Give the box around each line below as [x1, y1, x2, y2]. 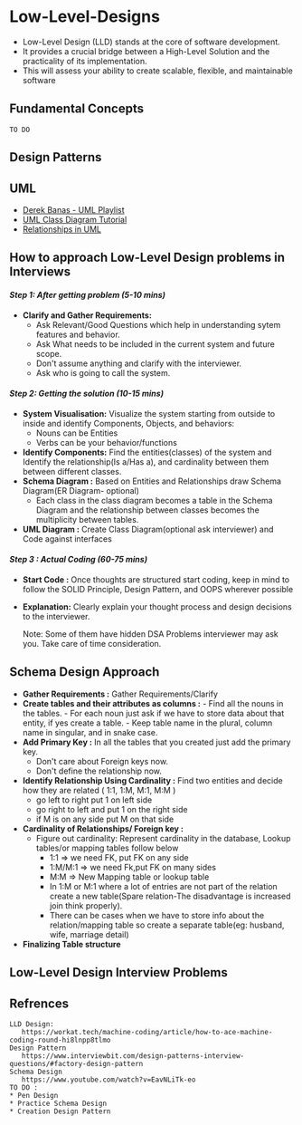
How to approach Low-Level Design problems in [9, 250, 286, 265]
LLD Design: [9, 1019, 54, 1029]
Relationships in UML [22, 224, 102, 235]
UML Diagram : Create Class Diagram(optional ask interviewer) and [22, 524, 274, 534]
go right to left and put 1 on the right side [35, 803, 188, 814]
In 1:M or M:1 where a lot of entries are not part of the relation [49, 880, 278, 891]
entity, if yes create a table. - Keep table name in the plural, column [22, 717, 273, 728]
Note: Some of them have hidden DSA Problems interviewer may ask [22, 628, 278, 639]
